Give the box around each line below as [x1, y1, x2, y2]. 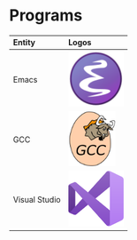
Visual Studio [12, 195, 61, 205]
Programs [9, 5, 83, 26]
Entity [12, 37, 36, 48]
